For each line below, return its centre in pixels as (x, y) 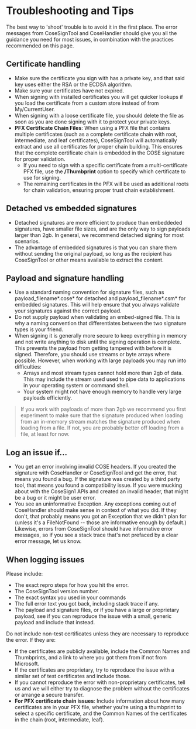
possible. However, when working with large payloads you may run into (100, 360)
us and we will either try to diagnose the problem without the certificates (102, 688)
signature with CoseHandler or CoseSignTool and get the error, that (96, 473)
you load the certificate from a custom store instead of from (87, 103)
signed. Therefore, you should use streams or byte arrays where (92, 355)
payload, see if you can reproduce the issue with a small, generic (93, 616)
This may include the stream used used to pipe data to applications (104, 379)
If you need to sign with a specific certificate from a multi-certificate (106, 165)
